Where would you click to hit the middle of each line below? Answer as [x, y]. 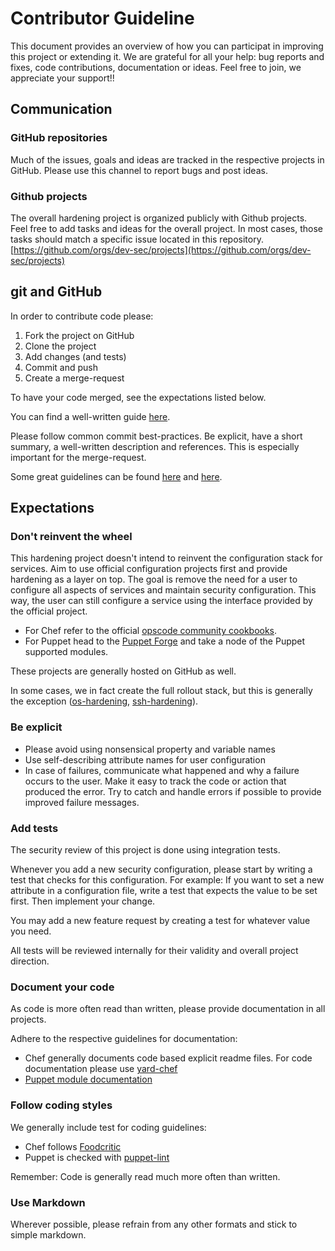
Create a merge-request [74, 378]
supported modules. [66, 652]
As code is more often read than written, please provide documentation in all [168, 1009]
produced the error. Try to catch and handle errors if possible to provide [173, 791]
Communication [61, 109]
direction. [30, 961]
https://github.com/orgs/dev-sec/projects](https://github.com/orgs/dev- [162, 249]
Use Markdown [48, 1202]
